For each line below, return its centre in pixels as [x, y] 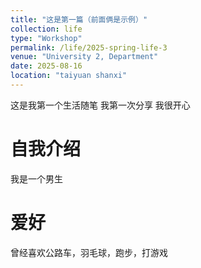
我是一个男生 [36, 178]
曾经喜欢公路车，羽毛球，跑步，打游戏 [89, 252]
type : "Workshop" [46, 38]
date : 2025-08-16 [46, 66]
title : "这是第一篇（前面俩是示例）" [79, 19]
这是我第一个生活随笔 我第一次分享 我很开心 [100, 105]
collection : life [46, 29]
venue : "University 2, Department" [84, 57]
